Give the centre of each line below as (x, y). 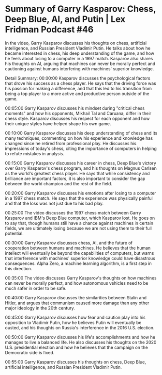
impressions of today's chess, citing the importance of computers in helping (81, 148)
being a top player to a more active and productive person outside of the (77, 94)
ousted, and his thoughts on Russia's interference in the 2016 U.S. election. (80, 327)
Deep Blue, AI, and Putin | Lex (65, 19)
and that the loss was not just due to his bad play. (54, 203)
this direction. (19, 268)
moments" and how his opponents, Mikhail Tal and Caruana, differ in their (78, 113)
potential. (15, 233)
